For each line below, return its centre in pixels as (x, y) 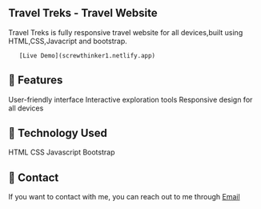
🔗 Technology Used (58, 133)
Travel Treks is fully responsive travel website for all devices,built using (126, 32)
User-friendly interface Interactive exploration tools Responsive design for (130, 99)
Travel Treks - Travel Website (83, 13)
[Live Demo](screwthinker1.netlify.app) (87, 55)
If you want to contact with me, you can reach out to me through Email (124, 197)
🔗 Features (36, 80)
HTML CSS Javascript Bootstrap (62, 152)
